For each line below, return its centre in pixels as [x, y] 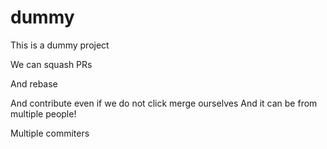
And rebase [34, 83]
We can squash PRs [51, 64]
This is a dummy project [60, 45]
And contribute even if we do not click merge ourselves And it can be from [164, 103]
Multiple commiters [50, 133]
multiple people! [43, 113]
